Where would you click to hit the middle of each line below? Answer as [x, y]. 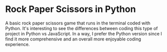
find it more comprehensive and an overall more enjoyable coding [73, 39]
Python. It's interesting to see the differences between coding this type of [82, 28]
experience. [18, 44]
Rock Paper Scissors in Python [71, 9]
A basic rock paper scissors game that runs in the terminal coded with [78, 23]
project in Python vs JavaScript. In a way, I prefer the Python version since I [84, 33]
